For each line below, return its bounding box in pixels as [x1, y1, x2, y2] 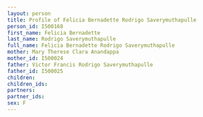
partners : [7, 87, 36, 94]
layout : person [7, 10, 51, 17]
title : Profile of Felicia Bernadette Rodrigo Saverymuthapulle [7, 17, 197, 23]
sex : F [7, 100, 26, 107]
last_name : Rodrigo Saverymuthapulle [7, 36, 116, 43]
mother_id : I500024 [7, 55, 64, 62]
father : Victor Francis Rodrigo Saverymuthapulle [7, 61, 154, 68]
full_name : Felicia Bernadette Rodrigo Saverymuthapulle [7, 42, 175, 49]
